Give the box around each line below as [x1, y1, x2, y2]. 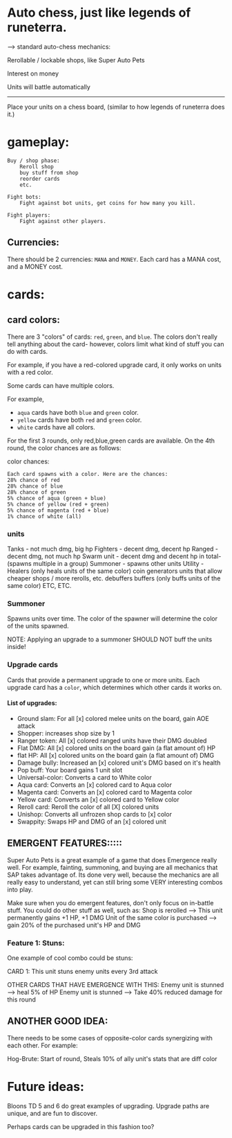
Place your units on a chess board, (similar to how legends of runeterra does [7, 103, 225, 111]
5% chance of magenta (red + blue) [7, 507, 110, 514]
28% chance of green [7, 488, 67, 496]
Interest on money [7, 69, 59, 78]
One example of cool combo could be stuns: [7, 954, 133, 962]
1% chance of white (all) [7, 513, 81, 520]
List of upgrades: [7, 699, 57, 707]
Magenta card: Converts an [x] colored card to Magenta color [17, 788, 193, 796]
